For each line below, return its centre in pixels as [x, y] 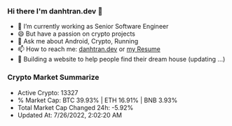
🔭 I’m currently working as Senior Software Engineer [93, 27]
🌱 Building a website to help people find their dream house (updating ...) [121, 59]
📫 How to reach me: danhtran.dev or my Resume [89, 49]
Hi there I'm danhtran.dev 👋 [55, 11]
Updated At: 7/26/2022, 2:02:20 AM [70, 115]
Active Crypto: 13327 [48, 92]
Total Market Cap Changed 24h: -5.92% [75, 107]
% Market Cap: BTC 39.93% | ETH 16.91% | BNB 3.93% [97, 100]
